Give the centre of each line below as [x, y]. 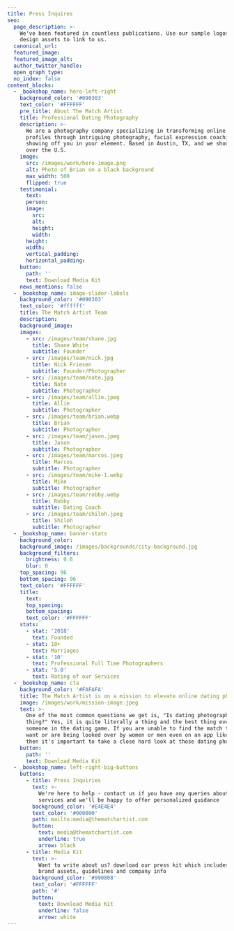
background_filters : [49, 553]
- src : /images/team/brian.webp [72, 417]
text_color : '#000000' [65, 813]
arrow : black [57, 845]
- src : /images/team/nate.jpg [69, 377]
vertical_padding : [52, 254]
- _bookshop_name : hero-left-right [65, 92]
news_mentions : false [51, 287]
